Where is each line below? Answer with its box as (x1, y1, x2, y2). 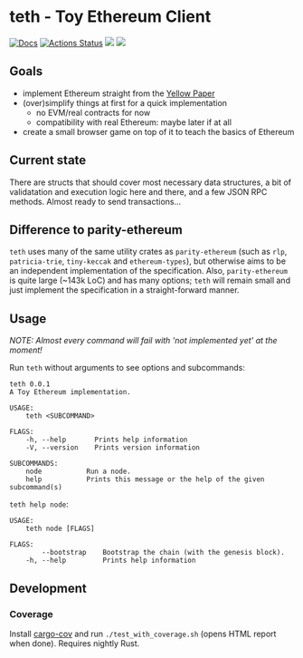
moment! (9, 344, 43, 355)
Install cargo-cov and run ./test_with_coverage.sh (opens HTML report (9, 628, 277, 639)
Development (9, 580, 88, 595)
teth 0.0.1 (9, 380, 51, 389)
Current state (9, 152, 87, 169)
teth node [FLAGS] (25, 524, 95, 534)
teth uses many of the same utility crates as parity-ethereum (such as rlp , (9, 247, 288, 257)
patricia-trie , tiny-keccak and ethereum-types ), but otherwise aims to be (9, 256, 287, 266)
